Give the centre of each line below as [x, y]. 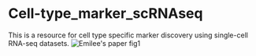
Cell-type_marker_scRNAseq [106, 14]
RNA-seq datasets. [39, 43]
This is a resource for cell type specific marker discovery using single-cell [128, 35]
